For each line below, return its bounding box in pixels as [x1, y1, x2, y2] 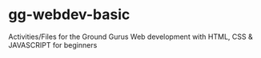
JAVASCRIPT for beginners [8, 40, 98, 49]
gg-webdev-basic [8, 6, 130, 24]
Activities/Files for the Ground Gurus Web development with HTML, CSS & [8, 32, 254, 41]
